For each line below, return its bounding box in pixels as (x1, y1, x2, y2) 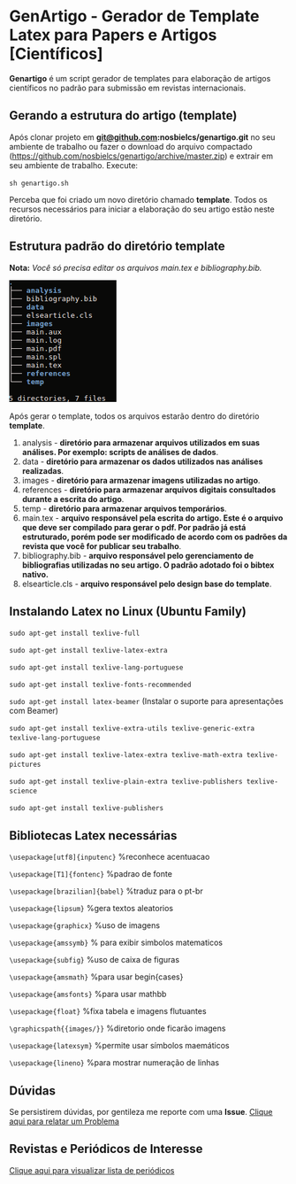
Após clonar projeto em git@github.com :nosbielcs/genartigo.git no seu (9, 131, 276, 143)
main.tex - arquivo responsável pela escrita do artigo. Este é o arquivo (21, 512, 284, 523)
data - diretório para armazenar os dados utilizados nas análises (21, 456, 263, 467)
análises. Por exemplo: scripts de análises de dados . (21, 446, 219, 457)
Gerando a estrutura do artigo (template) (9, 108, 238, 123)
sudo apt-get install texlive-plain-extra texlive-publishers (9, 778, 243, 786)
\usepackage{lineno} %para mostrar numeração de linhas (9, 1057, 220, 1068)
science (9, 786, 38, 796)
